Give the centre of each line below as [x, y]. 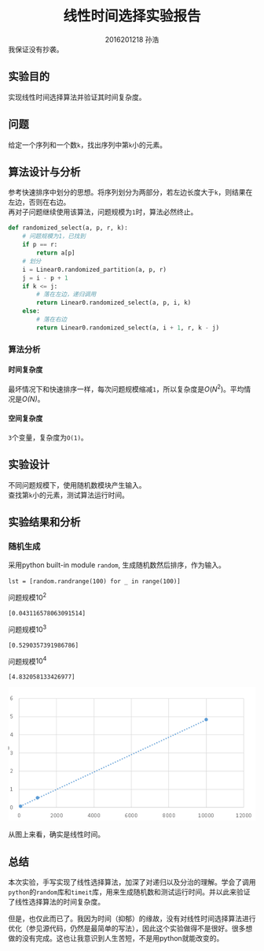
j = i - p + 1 [45, 278]
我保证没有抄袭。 [36, 49]
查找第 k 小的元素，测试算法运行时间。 [69, 495]
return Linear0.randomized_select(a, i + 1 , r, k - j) [128, 328]
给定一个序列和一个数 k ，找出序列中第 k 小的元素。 [88, 145]
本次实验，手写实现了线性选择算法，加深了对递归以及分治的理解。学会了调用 [132, 882]
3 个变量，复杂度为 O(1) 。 [48, 437]
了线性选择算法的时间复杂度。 [56, 902]
